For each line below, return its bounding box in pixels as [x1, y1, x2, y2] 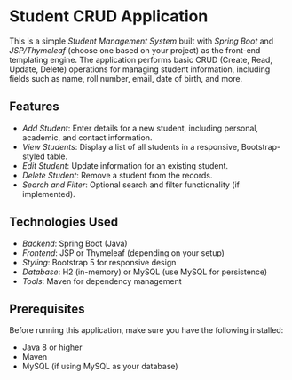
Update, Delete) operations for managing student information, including [9, 64, 271, 75]
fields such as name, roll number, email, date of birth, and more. [9, 73, 243, 83]
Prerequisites [9, 301, 85, 316]
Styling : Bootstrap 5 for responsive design [21, 257, 177, 267]
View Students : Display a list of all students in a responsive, [21, 141, 240, 152]
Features [9, 99, 59, 115]
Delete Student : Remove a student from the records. [21, 170, 213, 180]
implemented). [21, 188, 75, 199]
